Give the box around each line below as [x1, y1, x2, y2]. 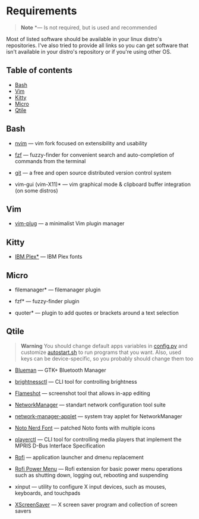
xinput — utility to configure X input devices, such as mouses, [14, 483, 166, 490]
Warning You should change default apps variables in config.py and [20, 342, 188, 349]
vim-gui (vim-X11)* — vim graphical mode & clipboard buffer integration [14, 181, 191, 188]
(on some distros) [14, 187, 58, 194]
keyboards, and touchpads [14, 489, 81, 496]
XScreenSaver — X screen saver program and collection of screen [14, 501, 178, 508]
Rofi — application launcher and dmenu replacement [14, 453, 144, 461]
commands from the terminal [14, 157, 86, 164]
